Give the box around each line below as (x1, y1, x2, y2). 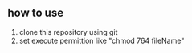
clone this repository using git (18, 27, 118, 36)
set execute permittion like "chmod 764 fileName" (18, 36, 185, 45)
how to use (7, 6, 64, 20)
